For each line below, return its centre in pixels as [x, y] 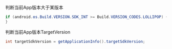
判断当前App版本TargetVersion [38, 32]
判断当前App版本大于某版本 [34, 7]
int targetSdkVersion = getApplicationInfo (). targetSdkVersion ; [75, 41]
